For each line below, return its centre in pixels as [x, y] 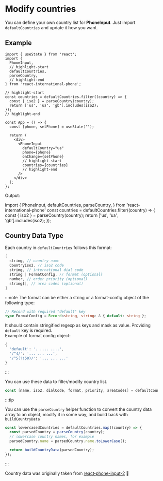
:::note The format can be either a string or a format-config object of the [77, 297]
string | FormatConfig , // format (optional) [56, 275]
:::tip [9, 400]
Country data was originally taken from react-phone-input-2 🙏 [67, 473]
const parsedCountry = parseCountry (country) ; [57, 432]
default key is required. [29, 330]
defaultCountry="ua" [43, 148]
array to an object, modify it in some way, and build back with [66, 414]
